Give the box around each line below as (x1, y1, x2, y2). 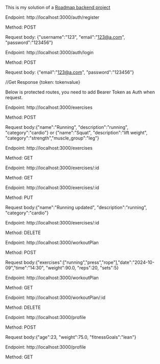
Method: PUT (5, 194, 34, 200)
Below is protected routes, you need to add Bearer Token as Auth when (5, 89, 155, 95)
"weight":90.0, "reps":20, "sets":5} (45, 265, 119, 270)
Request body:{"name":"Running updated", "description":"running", (5, 204, 147, 210)
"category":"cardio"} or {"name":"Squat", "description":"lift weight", (5, 130, 148, 135)
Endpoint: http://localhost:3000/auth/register (5, 14, 100, 20)
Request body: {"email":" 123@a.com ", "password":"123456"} (5, 69, 134, 75)
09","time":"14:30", (5, 265, 45, 270)
